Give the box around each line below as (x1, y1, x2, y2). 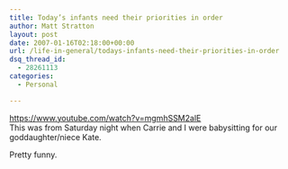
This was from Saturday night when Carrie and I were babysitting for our (9, 122, 277, 133)
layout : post (9, 30, 58, 39)
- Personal (17, 80, 58, 89)
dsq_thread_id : (9, 55, 67, 64)
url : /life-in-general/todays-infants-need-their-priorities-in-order (9, 47, 280, 56)
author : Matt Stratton (9, 22, 94, 31)
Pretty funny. (9, 149, 58, 160)
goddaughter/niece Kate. (9, 131, 102, 142)
